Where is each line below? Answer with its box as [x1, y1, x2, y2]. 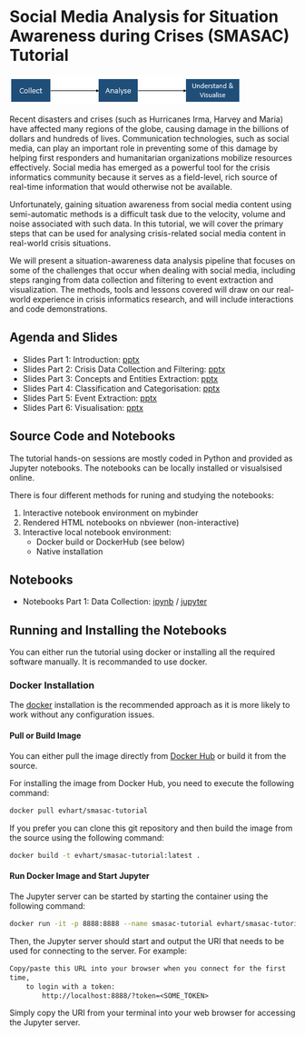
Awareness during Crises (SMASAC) [9, 25, 290, 46]
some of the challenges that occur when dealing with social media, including [9, 264, 296, 275]
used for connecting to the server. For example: [9, 945, 188, 956]
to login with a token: [25, 982, 116, 992]
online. [9, 472, 34, 483]
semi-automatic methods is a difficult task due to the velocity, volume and [9, 208, 286, 219]
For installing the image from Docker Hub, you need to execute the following [9, 777, 295, 788]
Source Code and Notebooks [9, 429, 176, 444]
